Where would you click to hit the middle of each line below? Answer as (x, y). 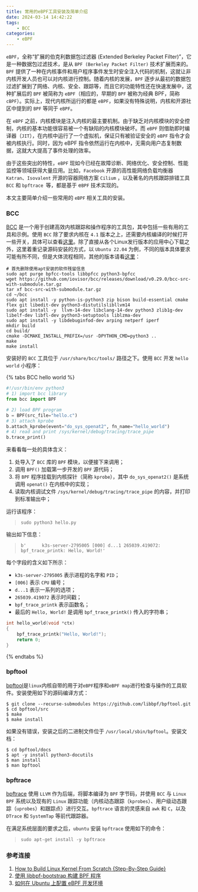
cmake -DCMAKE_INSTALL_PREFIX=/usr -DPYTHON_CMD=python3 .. (82, 336)
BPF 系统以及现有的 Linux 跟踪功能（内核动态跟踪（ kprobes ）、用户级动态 (94, 801)
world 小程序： (24, 366)
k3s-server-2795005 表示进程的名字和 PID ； (67, 575)
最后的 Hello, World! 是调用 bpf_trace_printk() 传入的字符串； (92, 612)
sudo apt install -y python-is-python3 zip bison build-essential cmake (97, 300)
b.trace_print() (26, 437)
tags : (13, 22)
